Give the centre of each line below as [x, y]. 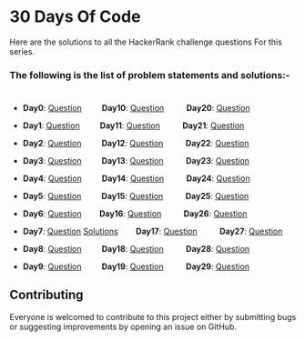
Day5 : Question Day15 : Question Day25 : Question [136, 196]
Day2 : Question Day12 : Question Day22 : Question [136, 144]
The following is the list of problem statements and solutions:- [150, 75]
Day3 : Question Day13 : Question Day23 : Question [136, 161]
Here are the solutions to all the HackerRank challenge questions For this [146, 42]
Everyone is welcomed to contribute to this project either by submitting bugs [153, 316]
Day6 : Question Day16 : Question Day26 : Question [135, 214]
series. [22, 51]
